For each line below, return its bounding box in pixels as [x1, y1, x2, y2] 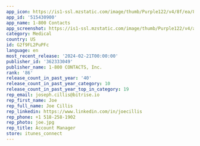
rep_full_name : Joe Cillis [6, 102, 73, 109]
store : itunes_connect [6, 131, 62, 137]
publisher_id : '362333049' [6, 58, 73, 64]
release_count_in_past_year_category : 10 [6, 81, 111, 87]
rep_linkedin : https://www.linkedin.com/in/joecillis [6, 108, 143, 114]
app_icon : [6, 8, 31, 15]
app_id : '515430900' [6, 14, 58, 20]
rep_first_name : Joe [6, 97, 58, 103]
